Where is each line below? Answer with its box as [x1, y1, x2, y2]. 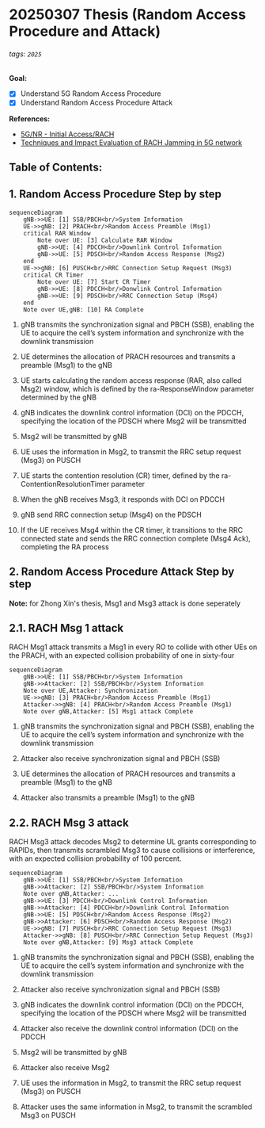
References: [9, 113, 51, 124]
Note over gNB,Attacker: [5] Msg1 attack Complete [23, 708, 194, 716]
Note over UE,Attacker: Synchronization [23, 687, 158, 695]
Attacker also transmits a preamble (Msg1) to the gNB [20, 793, 195, 802]
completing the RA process [20, 541, 109, 552]
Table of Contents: [9, 160, 103, 174]
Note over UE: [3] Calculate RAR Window [37, 236, 172, 244]
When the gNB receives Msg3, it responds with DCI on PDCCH [20, 494, 225, 504]
